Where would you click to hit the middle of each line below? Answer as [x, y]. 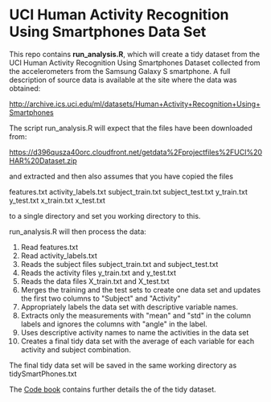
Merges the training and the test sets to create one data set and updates [140, 289]
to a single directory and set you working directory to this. [105, 215]
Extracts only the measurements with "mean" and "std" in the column [136, 315]
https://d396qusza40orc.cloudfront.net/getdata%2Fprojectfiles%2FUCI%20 [136, 152]
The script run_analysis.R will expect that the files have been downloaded [131, 128]
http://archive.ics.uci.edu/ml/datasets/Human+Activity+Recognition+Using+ [135, 104]
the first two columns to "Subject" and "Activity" [101, 298]
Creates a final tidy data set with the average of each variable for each [138, 341]
